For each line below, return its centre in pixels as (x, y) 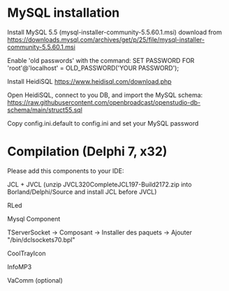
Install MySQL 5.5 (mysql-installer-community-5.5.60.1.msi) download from (114, 32)
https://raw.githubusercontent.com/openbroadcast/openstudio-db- (104, 102)
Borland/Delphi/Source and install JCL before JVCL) (82, 192)
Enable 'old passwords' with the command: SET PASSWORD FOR (101, 60)
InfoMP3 (20, 267)
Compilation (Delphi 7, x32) (87, 152)
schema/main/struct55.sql (45, 110)
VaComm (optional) (35, 280)
